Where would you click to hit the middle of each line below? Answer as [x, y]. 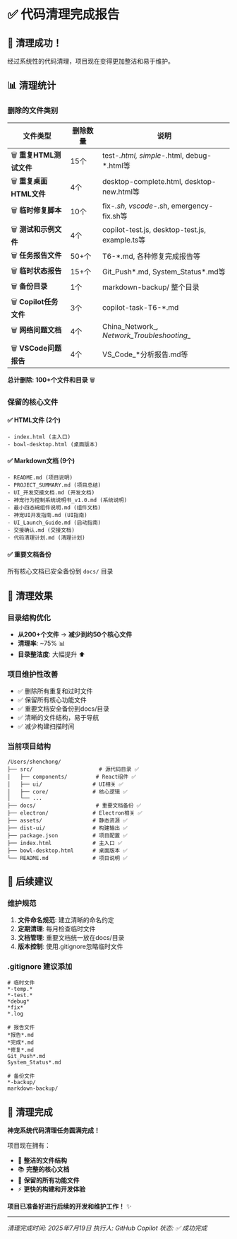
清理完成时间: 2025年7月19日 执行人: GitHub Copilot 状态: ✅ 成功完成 [107, 1228]
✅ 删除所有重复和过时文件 [55, 691]
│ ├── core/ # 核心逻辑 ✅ [68, 792]
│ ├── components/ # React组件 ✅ [72, 776]
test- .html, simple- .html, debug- [157, 156]
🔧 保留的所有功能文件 [48, 1180]
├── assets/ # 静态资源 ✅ [68, 820]
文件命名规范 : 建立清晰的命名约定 [66, 920]
